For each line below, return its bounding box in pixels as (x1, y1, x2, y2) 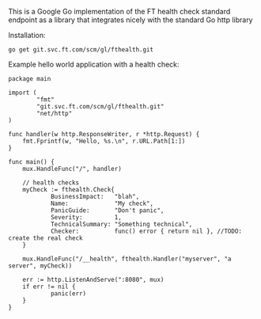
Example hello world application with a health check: (8, 59, 180, 69)
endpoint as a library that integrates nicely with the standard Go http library (8, 15, 253, 25)
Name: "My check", (50, 199, 154, 207)
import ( (8, 89, 37, 97)
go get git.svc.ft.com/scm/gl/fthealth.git (8, 46, 154, 54)
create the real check (8, 234, 83, 242)
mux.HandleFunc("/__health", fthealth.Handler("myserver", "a (22, 255, 232, 263)
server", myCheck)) (8, 262, 73, 270)
